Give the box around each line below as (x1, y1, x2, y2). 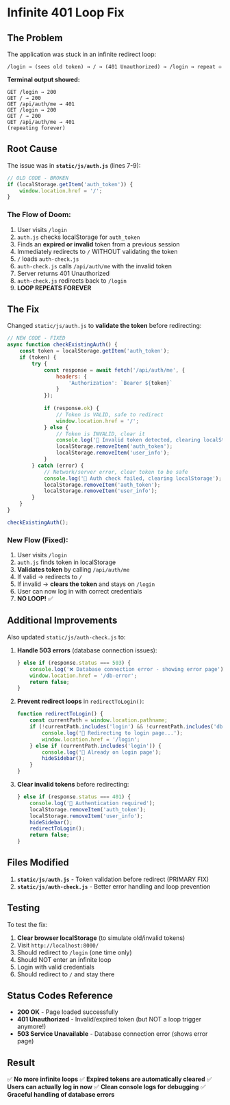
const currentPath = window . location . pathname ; (29, 717, 168, 724)
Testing (7, 902, 40, 914)
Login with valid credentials (16, 963, 94, 971)
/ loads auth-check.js (16, 255, 79, 263)
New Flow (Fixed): (7, 535, 68, 545)
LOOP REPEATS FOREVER (16, 283, 92, 292)
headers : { (55, 373, 88, 380)
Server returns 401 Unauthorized (16, 269, 110, 277)
